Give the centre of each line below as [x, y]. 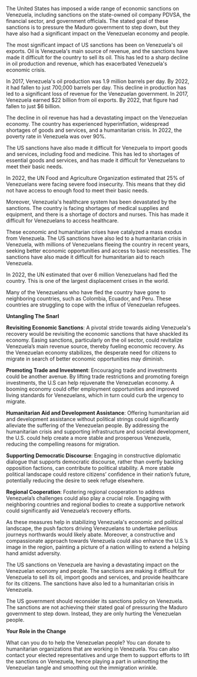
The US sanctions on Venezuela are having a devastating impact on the [93, 565]
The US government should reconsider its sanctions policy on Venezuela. [95, 601]
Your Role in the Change [36, 631]
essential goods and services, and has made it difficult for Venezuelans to [96, 160]
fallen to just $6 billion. [34, 106]
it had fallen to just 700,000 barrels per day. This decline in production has [96, 87]
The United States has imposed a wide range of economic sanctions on [93, 9]
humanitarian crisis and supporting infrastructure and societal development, [98, 431]
